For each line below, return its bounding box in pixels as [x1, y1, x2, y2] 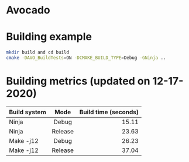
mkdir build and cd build [6, 50, 69, 55]
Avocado [6, 3, 51, 17]
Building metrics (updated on [6, 75, 150, 88]
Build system [9, 108, 46, 116]
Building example [6, 30, 92, 44]
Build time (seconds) [79, 108, 139, 116]
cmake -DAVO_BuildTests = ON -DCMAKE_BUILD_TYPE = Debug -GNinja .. [6, 55, 166, 61]
